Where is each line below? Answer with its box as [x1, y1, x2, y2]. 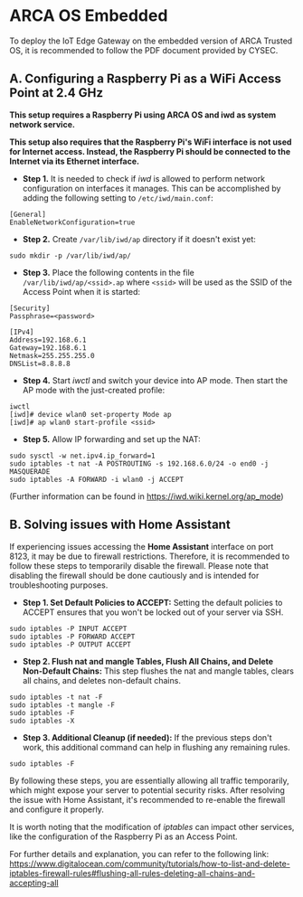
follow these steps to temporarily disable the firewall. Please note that [9, 560, 270, 571]
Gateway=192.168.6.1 [9, 343, 88, 353]
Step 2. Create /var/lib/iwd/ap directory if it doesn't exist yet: [22, 233, 256, 244]
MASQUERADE [9, 467, 51, 476]
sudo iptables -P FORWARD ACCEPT [9, 632, 136, 641]
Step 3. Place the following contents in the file [22, 267, 194, 278]
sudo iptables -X [9, 716, 75, 725]
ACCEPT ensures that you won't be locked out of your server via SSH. [22, 607, 284, 618]
